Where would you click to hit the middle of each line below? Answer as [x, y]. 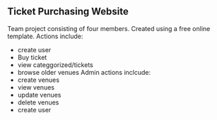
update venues [39, 95]
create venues [39, 80]
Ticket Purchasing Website [68, 12]
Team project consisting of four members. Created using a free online [109, 28]
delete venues [38, 102]
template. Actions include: [45, 36]
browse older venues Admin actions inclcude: [84, 72]
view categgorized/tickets [55, 65]
